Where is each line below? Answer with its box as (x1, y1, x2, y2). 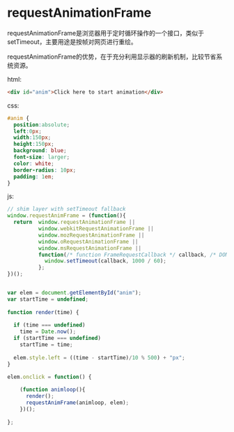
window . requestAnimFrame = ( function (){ (7, 212, 127, 219)
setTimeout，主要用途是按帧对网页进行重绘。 (7, 37, 137, 46)
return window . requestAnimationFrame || (13, 218, 136, 226)
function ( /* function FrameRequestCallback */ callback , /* (38, 251, 217, 258)
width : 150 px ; (13, 134, 52, 141)
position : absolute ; (13, 121, 70, 128)
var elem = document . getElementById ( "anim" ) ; (7, 290, 141, 297)
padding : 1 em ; (13, 173, 54, 180)
